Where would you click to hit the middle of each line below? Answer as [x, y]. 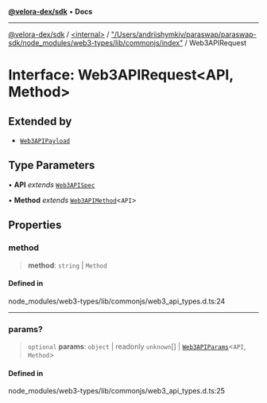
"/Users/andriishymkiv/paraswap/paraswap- [184, 34]
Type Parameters [52, 165]
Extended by [40, 121]
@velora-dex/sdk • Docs [50, 12]
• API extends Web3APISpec [52, 184]
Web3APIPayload [45, 141]
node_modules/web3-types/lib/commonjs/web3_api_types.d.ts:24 [117, 301]
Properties [35, 225]
